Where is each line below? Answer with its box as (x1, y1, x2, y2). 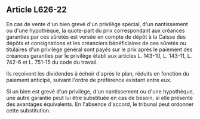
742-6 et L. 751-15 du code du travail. (6, 58, 99, 65)
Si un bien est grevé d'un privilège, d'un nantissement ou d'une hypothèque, (6, 87, 195, 95)
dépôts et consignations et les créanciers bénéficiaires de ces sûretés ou (6, 39, 186, 46)
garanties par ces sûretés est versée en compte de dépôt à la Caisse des (6, 33, 186, 40)
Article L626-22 (6, 5, 67, 15)
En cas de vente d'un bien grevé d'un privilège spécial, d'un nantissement (6, 20, 188, 27)
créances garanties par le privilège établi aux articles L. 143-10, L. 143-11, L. (6, 52, 192, 59)
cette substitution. (6, 107, 51, 114)
